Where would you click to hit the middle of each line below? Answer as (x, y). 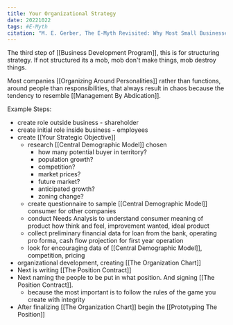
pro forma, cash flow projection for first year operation (105, 241)
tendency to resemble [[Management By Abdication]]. (84, 96)
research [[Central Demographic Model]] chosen (97, 145)
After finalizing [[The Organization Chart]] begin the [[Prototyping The (117, 307)
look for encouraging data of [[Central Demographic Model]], (115, 248)
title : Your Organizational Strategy (62, 14)
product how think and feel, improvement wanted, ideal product (119, 226)
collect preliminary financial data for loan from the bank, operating (122, 233)
